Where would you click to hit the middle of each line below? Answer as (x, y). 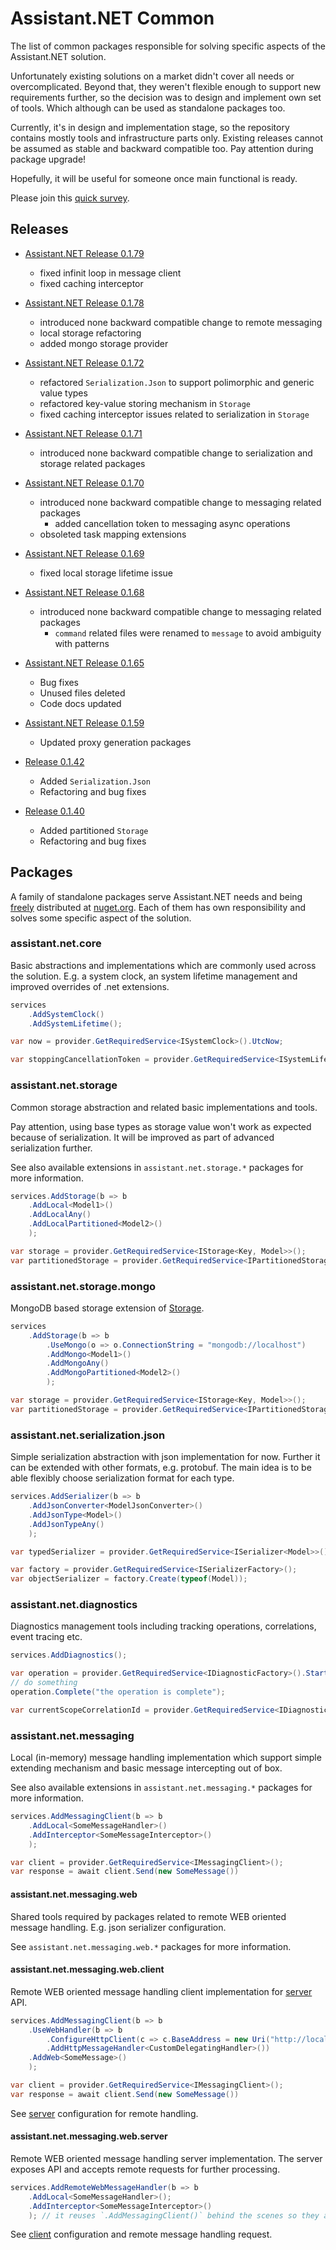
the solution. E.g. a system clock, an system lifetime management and (154, 976)
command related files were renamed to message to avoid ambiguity (188, 633)
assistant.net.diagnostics (74, 1605)
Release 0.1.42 (54, 761)
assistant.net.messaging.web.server (89, 2136)
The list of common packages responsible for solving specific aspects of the (168, 46)
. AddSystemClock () (66, 1014)
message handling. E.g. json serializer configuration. (118, 1927)
